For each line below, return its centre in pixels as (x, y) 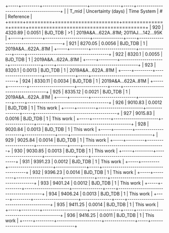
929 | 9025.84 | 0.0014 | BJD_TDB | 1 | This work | (57, 140)
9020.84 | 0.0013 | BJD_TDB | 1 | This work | (51, 129)
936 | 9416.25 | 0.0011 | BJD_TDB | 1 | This (111, 215)
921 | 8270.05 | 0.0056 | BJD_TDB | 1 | (108, 43)
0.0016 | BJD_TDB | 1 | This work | (40, 119)
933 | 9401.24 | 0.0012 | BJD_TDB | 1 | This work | (92, 183)
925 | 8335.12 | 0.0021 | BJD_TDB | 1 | (92, 92)
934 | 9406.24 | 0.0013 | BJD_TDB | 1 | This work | (101, 194)
